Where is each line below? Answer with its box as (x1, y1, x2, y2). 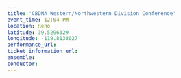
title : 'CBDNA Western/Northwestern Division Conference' (7, 9, 176, 17)
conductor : (7, 60, 38, 67)
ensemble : (7, 54, 36, 61)
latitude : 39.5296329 (7, 28, 69, 36)
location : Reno (7, 22, 51, 29)
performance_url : (7, 41, 57, 48)
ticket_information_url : (7, 48, 78, 55)
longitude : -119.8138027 (7, 35, 78, 42)
